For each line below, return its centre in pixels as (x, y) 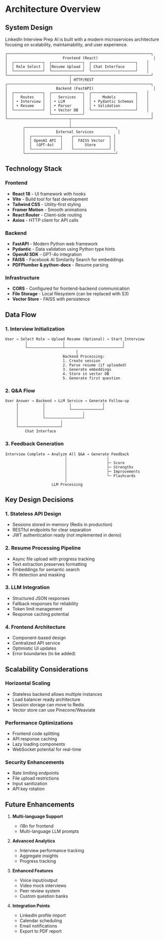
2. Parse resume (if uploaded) (95, 365)
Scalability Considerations (47, 669)
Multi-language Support (38, 816)
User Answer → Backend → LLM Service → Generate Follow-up (67, 401)
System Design (29, 28)
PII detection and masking (39, 575)
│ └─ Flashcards (100, 476)
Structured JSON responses (41, 598)
